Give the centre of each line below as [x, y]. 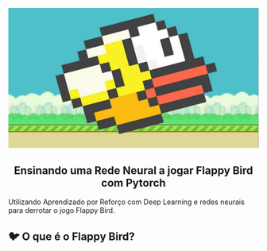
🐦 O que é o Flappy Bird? [72, 236]
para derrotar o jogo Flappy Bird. [62, 210]
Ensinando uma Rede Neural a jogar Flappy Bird [133, 170]
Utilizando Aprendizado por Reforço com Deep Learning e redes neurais [126, 202]
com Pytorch [133, 183]
